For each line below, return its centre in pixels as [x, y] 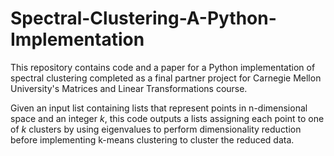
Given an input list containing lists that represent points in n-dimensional [159, 108]
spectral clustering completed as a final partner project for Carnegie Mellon [166, 78]
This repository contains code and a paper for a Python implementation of [163, 67]
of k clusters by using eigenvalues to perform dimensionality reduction [156, 129]
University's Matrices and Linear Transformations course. [129, 88]
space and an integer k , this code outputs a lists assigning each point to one [167, 118]
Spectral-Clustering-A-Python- [143, 18]
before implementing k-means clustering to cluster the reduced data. [152, 139]
